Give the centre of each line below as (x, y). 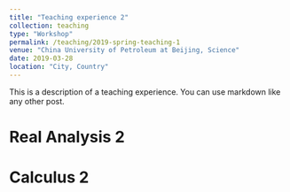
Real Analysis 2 (67, 137)
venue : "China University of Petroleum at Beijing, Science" (125, 50)
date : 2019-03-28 (41, 58)
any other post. (37, 101)
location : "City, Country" (59, 67)
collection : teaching (49, 26)
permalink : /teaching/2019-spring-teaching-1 (94, 42)
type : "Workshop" (41, 34)
